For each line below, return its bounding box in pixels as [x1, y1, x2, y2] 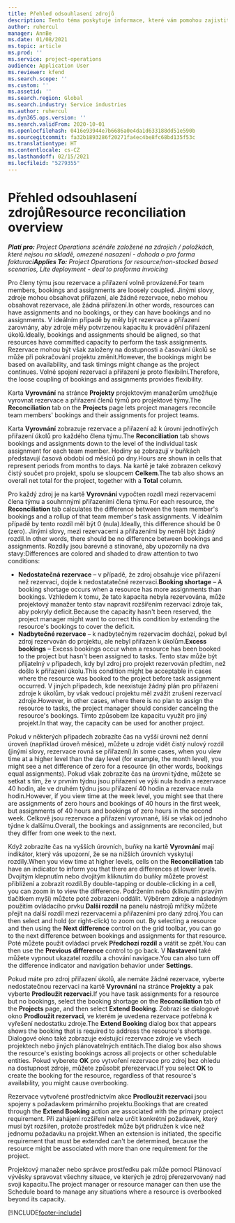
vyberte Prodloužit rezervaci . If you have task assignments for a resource [8, 990, 219, 998]
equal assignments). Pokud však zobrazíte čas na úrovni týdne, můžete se [8, 769, 222, 778]
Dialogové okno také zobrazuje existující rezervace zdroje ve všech [8, 1034, 202, 1042]
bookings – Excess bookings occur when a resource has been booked [17, 644, 221, 653]
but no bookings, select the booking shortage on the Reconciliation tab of [8, 997, 222, 1005]
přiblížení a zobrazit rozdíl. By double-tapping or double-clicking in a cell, [8, 879, 217, 888]
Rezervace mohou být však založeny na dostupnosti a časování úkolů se [8, 345, 217, 354]
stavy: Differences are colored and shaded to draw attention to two [8, 549, 199, 558]
